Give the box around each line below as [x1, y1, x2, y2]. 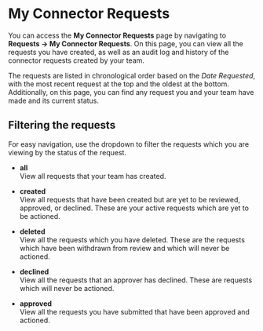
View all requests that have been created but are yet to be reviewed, [19, 195, 241, 204]
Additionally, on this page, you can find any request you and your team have [8, 87, 254, 96]
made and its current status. [8, 96, 100, 105]
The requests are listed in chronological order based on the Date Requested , [8, 71, 256, 80]
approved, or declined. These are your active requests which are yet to [19, 203, 250, 213]
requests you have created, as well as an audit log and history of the [8, 47, 229, 56]
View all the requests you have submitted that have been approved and [19, 307, 250, 316]
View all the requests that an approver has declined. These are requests [19, 275, 253, 285]
